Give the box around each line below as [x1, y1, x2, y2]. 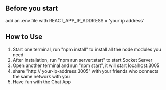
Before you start [5, 4, 58, 13]
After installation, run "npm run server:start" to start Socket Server [12, 57, 153, 63]
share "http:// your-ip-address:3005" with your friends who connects [12, 67, 159, 74]
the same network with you [12, 73, 70, 79]
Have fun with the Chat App [12, 79, 72, 85]
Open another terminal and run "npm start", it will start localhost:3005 [12, 62, 160, 69]
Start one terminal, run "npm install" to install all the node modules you [12, 46, 162, 52]
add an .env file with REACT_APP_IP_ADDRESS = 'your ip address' [5, 17, 145, 24]
